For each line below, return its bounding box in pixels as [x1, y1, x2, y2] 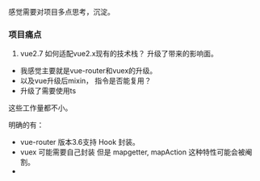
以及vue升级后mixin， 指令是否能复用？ [19, 76, 152, 86]
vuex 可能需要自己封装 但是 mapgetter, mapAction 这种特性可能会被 [19, 147, 245, 157]
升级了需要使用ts [19, 86, 77, 96]
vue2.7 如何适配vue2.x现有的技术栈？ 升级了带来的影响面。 [19, 49, 218, 59]
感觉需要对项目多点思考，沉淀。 [8, 7, 115, 16]
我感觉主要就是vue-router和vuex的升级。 [19, 66, 157, 76]
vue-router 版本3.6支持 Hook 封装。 [19, 138, 140, 147]
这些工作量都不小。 [8, 103, 73, 113]
